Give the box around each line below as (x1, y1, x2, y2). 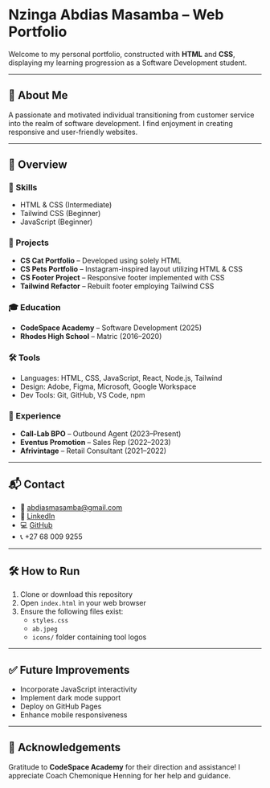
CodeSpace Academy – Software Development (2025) (19, 323, 202, 333)
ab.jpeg (31, 625, 58, 634)
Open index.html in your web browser (19, 598, 146, 608)
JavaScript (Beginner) (19, 217, 93, 227)
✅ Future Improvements (8, 663, 130, 676)
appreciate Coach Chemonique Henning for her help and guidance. (8, 770, 231, 780)
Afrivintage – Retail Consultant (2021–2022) (19, 446, 167, 455)
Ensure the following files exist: (19, 606, 124, 616)
